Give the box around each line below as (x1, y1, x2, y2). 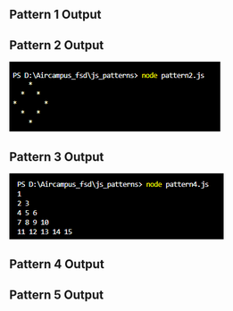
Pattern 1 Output (9, 7, 102, 22)
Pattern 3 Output (9, 149, 104, 164)
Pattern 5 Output (9, 287, 104, 302)
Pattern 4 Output (9, 256, 104, 272)
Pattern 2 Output (9, 38, 104, 53)
